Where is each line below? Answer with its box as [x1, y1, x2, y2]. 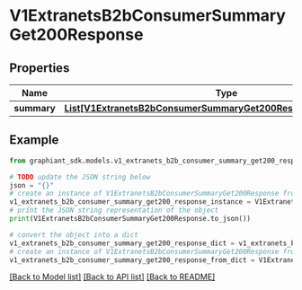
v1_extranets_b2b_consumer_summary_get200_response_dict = [9, 239, 235, 248]
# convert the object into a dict [9, 230, 139, 239]
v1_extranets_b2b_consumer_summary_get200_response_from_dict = [9, 255, 255, 265]
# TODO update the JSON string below [9, 172, 151, 181]
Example [9, 132, 59, 148]
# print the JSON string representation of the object [9, 206, 219, 215]
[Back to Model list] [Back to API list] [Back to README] [9, 271, 216, 283]
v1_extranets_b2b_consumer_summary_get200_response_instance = [9, 198, 252, 207]
